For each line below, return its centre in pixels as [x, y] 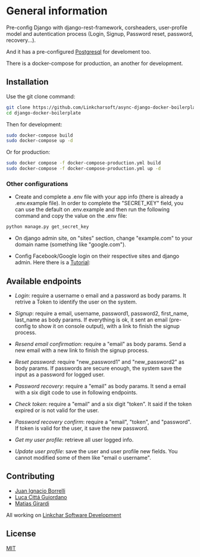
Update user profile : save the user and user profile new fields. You [96, 451]
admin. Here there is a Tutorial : [52, 262]
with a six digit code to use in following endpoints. [76, 392]
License [21, 534]
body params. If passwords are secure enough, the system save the [98, 368]
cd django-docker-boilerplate [44, 113]
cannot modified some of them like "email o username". [83, 457]
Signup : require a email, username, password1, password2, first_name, [101, 313]
